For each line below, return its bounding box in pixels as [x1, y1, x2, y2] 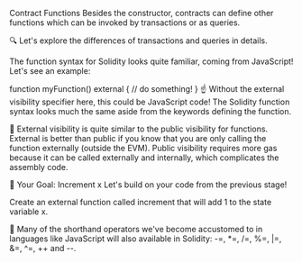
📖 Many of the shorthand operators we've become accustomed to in [9, 224, 263, 234]
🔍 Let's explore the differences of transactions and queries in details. [9, 35, 268, 46]
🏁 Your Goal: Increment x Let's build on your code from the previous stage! [9, 179, 288, 190]
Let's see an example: [9, 66, 91, 76]
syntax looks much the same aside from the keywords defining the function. [9, 106, 292, 116]
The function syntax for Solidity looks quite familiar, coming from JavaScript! [9, 56, 294, 67]
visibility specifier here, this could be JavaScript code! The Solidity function [9, 96, 290, 107]
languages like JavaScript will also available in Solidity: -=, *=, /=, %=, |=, [9, 233, 282, 244]
